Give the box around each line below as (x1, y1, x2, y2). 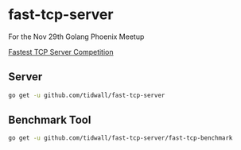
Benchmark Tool (8, 113, 91, 127)
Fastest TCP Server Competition (8, 47, 114, 56)
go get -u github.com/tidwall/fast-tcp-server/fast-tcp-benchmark (8, 134, 233, 142)
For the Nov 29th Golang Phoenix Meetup (8, 32, 145, 41)
